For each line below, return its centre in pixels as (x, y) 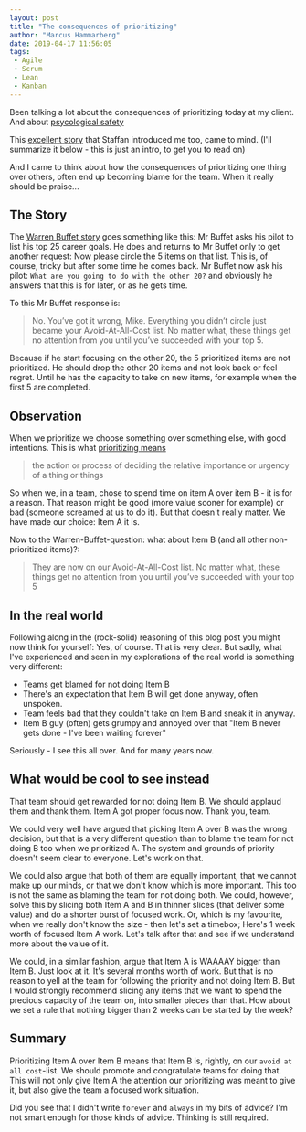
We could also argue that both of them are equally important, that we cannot (153, 875)
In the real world (57, 615)
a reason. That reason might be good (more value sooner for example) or (147, 503)
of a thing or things (68, 475)
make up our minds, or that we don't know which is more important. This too (153, 885)
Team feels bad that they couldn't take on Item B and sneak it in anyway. (159, 713)
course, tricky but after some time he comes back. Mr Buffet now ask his (146, 266)
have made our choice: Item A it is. (74, 522)
